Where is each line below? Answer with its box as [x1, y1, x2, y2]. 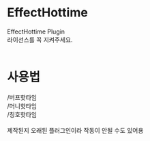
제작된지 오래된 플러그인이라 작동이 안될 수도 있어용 [7, 126, 144, 134]
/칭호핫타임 [7, 110, 37, 118]
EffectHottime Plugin [7, 27, 65, 36]
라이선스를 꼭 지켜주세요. [7, 36, 73, 44]
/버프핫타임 [7, 93, 37, 101]
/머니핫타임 [7, 101, 37, 110]
